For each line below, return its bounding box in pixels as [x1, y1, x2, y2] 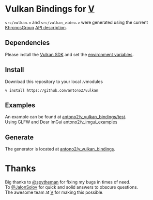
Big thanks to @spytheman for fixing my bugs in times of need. [5, 179, 131, 185]
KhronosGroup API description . [5, 24, 67, 30]
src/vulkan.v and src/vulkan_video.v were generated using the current [5, 19, 148, 25]
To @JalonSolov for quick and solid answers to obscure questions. [5, 184, 138, 190]
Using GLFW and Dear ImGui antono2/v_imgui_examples [5, 119, 118, 125]
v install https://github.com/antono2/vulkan [5, 88, 98, 93]
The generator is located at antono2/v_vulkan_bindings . [5, 146, 115, 152]
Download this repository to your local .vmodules [5, 79, 103, 84]
